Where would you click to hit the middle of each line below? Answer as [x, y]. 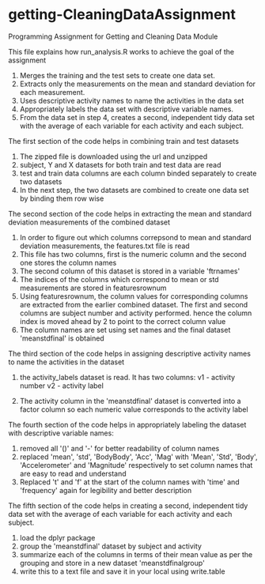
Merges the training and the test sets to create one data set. [117, 75]
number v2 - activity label [62, 386]
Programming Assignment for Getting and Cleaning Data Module [113, 36]
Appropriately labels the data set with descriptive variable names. [126, 109]
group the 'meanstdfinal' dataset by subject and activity [110, 546]
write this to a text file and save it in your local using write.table [122, 571]
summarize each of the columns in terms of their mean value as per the [136, 554]
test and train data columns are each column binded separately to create [138, 173]
